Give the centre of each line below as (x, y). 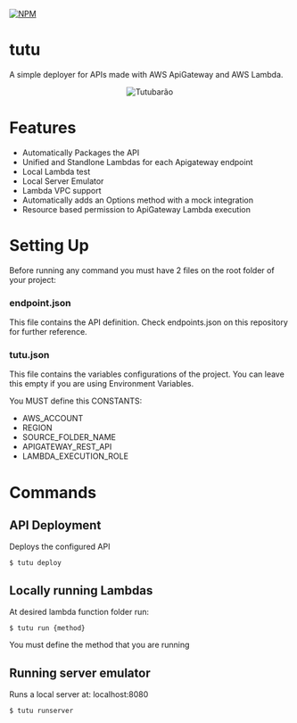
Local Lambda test (56, 171)
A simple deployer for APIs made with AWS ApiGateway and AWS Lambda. (146, 74)
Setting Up (49, 246)
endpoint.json (40, 303)
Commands (53, 492)
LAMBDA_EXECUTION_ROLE (75, 456)
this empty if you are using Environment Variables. (102, 384)
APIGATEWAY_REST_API (67, 447)
